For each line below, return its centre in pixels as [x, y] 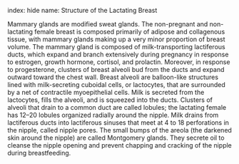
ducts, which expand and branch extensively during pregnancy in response [118, 54]
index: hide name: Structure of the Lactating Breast [82, 10]
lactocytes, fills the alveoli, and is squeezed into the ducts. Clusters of [110, 100]
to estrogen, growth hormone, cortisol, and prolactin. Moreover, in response [119, 62]
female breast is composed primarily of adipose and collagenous [130, 32]
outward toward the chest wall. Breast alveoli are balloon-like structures [113, 77]
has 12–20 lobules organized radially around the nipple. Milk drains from [113, 115]
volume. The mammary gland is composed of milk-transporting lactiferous [117, 47]
